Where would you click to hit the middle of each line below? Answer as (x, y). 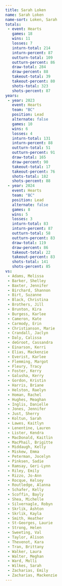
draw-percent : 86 (30, 248)
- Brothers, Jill (25, 304)
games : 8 (21, 209)
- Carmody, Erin (24, 323)
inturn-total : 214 (31, 48)
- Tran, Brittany (25, 547)
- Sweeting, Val (24, 533)
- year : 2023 (21, 100)
